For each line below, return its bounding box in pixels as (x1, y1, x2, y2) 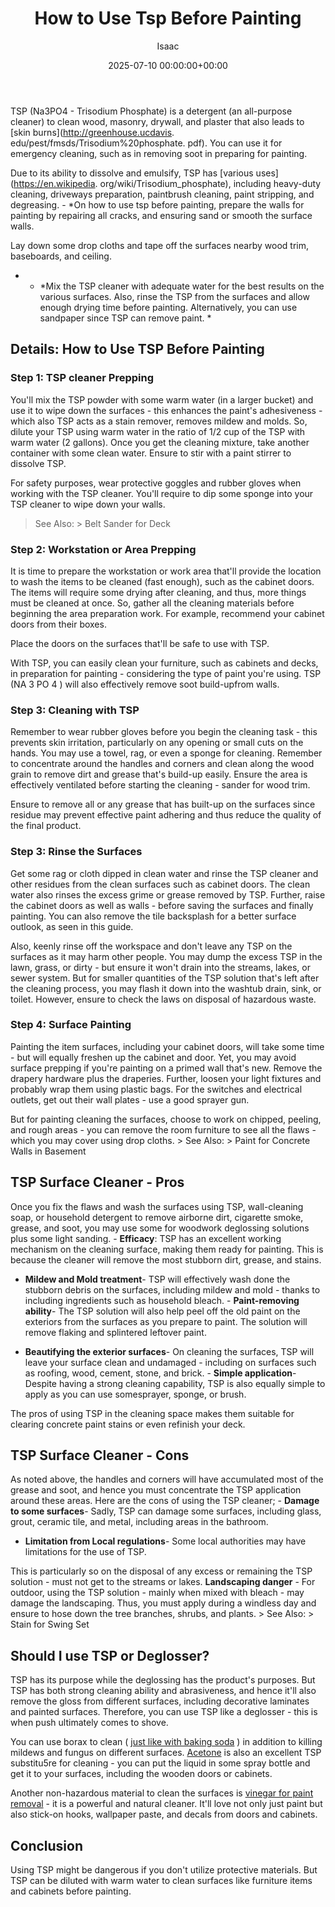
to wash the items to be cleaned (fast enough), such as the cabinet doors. (10, 575, 315, 587)
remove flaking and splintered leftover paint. (24, 1326, 207, 1338)
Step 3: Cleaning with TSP (10, 703, 140, 717)
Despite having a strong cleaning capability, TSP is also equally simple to (24, 1377, 326, 1389)
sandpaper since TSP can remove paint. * (39, 312, 212, 324)
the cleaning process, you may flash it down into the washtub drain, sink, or (10, 982, 322, 994)
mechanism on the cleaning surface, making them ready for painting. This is (10, 1243, 324, 1255)
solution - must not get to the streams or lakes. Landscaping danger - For (10, 1576, 316, 1588)
